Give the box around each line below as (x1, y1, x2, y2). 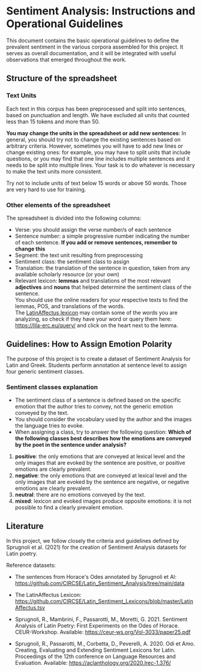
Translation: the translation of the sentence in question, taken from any (14, 264, 190, 271)
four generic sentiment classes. (6, 368, 85, 375)
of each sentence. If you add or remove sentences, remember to (14, 238, 178, 246)
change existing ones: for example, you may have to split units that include (6, 148, 191, 156)
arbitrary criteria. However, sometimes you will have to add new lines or (6, 142, 183, 150)
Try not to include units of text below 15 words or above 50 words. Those (6, 179, 187, 187)
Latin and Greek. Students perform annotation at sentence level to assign (6, 362, 187, 369)
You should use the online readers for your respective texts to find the (14, 296, 188, 303)
